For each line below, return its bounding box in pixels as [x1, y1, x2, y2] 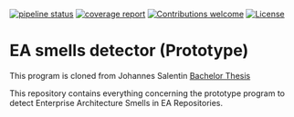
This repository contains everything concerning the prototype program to [9, 87, 286, 99]
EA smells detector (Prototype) [9, 41, 249, 61]
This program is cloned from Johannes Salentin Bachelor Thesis [9, 70, 251, 81]
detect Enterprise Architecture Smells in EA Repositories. [9, 97, 224, 108]
